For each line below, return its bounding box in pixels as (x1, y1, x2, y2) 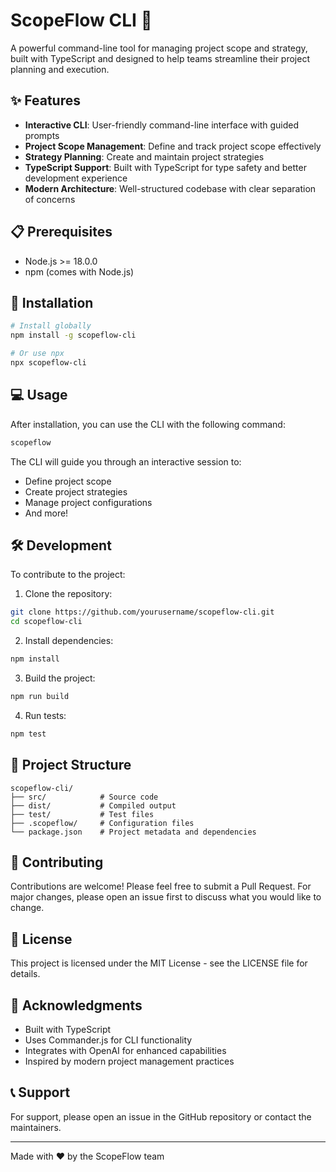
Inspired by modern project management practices (24, 1055, 235, 1067)
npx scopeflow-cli (10, 358, 87, 368)
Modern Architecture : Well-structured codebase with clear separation (24, 182, 317, 194)
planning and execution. (10, 63, 110, 75)
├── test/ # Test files (10, 809, 155, 819)
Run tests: (24, 709, 67, 721)
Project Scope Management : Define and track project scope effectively (24, 140, 322, 152)
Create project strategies (24, 485, 128, 498)
